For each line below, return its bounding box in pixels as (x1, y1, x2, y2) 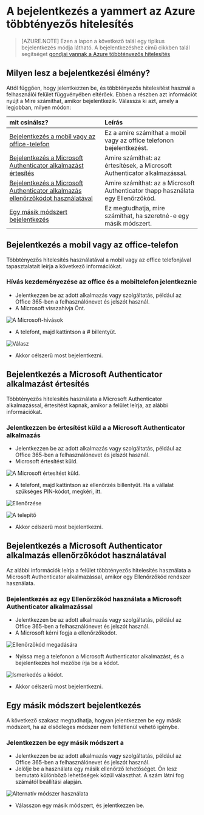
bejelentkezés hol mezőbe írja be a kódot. (15, 660, 120, 667)
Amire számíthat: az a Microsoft (104, 179, 195, 187)
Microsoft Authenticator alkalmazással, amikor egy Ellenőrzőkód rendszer (6, 573, 191, 580)
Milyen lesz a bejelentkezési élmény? (6, 68, 151, 79)
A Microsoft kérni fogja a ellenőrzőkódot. (15, 629, 117, 636)
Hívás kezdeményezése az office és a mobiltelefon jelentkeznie (6, 277, 197, 286)
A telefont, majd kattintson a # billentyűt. (15, 328, 117, 335)
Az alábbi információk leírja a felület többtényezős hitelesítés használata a (6, 566, 191, 574)
